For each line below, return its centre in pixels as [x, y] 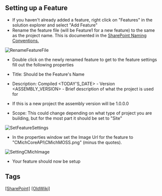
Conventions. [25, 41]
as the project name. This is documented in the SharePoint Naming [79, 35]
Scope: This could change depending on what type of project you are [82, 113]
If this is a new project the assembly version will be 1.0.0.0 [71, 103]
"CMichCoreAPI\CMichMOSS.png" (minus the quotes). [67, 142]
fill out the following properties [43, 65]
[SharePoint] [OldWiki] [28, 188]
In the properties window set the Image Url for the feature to [72, 137]
